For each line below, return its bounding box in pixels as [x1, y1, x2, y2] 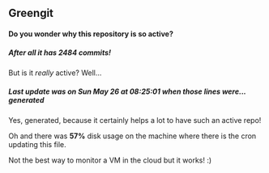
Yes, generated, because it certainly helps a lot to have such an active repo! [8, 115, 262, 124]
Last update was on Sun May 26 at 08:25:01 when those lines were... [8, 86, 246, 96]
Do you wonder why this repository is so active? [8, 28, 174, 39]
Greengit [8, 6, 54, 20]
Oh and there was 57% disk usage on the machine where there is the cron [8, 131, 257, 141]
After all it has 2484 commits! [8, 48, 112, 57]
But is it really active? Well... [8, 68, 102, 78]
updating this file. [8, 139, 66, 149]
